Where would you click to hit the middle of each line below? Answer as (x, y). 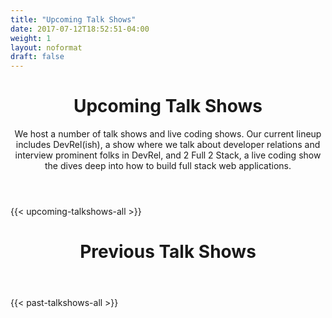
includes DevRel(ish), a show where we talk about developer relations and (168, 145)
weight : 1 (31, 38)
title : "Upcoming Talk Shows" (73, 19)
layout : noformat (46, 47)
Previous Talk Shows (168, 252)
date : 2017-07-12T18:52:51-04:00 (80, 29)
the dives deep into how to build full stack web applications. (168, 166)
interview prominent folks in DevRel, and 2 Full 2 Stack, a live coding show (168, 155)
